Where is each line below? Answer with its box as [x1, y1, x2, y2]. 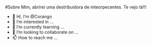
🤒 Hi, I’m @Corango [12, 14, 52, 19]
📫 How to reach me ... [12, 35, 58, 41]
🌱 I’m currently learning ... [12, 24, 65, 30]
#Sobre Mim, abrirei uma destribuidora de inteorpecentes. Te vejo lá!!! [5, 4, 147, 10]
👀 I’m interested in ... [12, 19, 54, 24]
